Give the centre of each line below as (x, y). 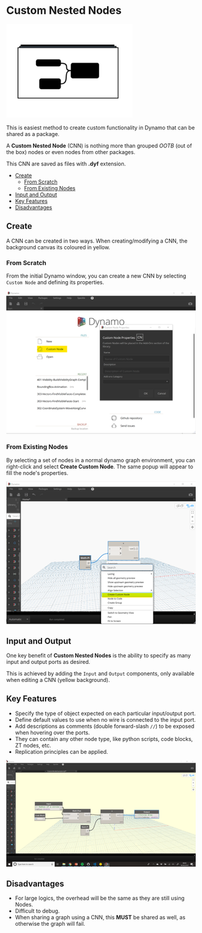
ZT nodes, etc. (33, 745)
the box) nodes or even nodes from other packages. (71, 152)
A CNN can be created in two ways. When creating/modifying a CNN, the (97, 241)
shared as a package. (33, 134)
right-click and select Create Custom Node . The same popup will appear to (100, 466)
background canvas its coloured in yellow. (58, 247)
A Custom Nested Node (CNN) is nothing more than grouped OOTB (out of (99, 146)
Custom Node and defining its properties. (55, 282)
